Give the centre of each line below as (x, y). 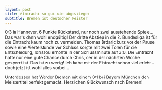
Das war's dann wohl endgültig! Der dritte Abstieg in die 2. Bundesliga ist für (81, 37)
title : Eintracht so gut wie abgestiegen (47, 14)
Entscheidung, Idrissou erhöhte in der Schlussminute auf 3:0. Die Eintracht (79, 52)
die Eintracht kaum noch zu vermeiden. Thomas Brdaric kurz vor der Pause (80, 42)
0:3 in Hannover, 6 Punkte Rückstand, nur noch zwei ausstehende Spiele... (79, 32)
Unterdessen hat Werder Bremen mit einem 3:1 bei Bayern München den (77, 77)
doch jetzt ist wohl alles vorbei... (37, 68)
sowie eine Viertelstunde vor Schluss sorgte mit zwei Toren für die (71, 47)
